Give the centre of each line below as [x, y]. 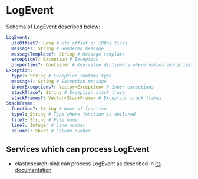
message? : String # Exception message [59, 81]
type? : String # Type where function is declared [73, 115]
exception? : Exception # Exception [55, 60]
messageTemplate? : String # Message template [68, 54]
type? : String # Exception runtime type [62, 76]
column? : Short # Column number [51, 131]
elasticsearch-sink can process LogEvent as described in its [88, 164]
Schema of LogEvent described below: [53, 27]
